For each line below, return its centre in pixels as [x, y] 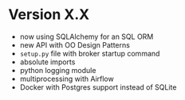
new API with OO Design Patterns [75, 44]
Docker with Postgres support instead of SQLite [98, 87]
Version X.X [49, 15]
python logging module [58, 70]
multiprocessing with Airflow [67, 79]
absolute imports [47, 62]
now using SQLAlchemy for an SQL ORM [87, 37]
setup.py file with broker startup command [90, 53]
